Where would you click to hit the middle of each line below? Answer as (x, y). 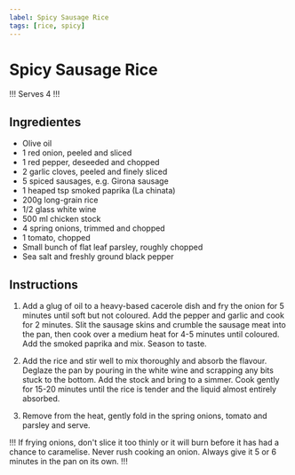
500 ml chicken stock (61, 219)
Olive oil (37, 144)
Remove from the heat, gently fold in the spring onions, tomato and (145, 416)
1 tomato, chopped (56, 238)
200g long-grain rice (60, 200)
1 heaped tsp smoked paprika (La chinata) (99, 191)
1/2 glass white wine (59, 210)
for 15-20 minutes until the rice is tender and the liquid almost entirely (149, 389)
